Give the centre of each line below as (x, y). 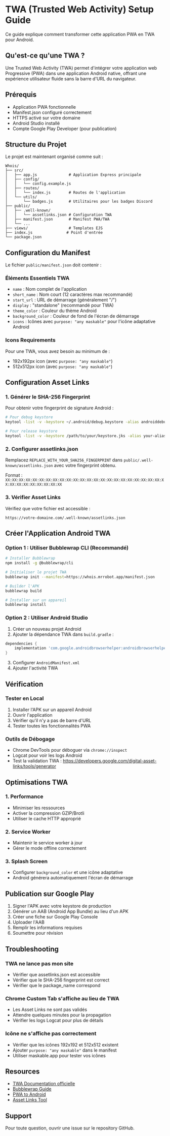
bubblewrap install (26, 605)
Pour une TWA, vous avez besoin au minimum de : (58, 351)
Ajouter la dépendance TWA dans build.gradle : (63, 634)
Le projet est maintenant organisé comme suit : (54, 157)
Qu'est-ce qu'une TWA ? (45, 56)
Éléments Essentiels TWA (37, 278)
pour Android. (20, 40)
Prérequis (21, 95)
